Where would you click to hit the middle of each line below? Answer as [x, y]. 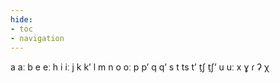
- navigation [37, 38]
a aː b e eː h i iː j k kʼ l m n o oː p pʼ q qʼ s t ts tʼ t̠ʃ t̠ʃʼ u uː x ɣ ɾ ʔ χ [140, 67]
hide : [21, 19]
